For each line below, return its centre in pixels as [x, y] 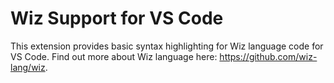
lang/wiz [28, 67]
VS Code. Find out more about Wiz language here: [114, 56]
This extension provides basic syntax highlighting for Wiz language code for [167, 46]
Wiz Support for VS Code [117, 18]
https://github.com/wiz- [268, 56]
